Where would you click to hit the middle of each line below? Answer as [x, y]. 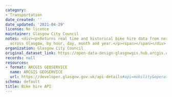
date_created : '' [24, 20]
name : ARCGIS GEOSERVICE [36, 72]
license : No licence [27, 29]
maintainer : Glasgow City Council [42, 34]
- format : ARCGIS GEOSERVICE [36, 67]
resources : [17, 63]
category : [16, 10]
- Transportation [24, 15]
